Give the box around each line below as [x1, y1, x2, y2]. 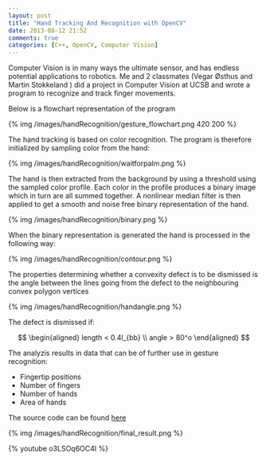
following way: [8, 239, 56, 248]
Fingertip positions [19, 372, 82, 382]
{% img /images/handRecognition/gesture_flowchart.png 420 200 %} [8, 119, 237, 129]
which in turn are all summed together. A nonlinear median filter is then [8, 191, 241, 201]
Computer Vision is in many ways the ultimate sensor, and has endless [8, 63, 240, 72]
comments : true [8, 33, 59, 42]
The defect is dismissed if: [8, 318, 96, 327]
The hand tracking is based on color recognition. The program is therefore [8, 135, 252, 144]
